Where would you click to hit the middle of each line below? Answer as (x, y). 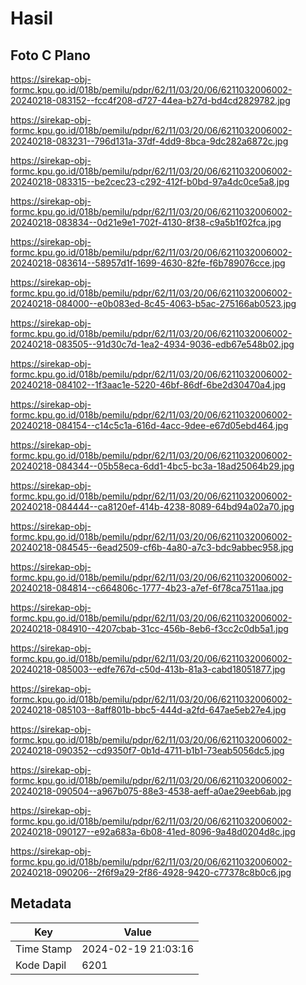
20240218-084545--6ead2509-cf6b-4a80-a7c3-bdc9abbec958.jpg (152, 547)
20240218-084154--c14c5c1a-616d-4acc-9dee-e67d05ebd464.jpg (149, 425)
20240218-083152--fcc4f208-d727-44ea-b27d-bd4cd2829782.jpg (150, 100)
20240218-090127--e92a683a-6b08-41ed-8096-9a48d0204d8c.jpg (153, 831)
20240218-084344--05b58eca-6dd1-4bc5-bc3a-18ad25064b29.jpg (152, 466)
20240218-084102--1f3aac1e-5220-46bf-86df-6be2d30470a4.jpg (148, 385)
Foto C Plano (50, 55)
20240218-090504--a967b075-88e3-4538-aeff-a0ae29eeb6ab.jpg (151, 791)
